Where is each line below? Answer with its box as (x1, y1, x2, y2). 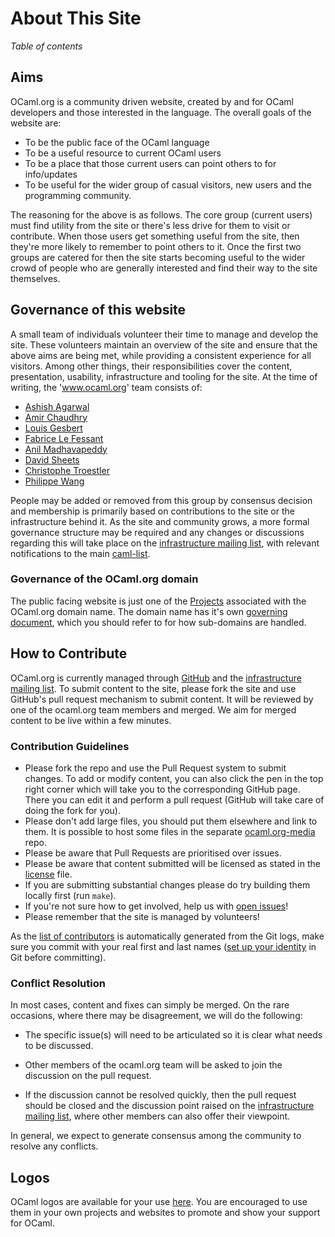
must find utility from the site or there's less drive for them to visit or (10, 219, 291, 231)
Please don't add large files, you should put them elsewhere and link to (24, 815, 318, 827)
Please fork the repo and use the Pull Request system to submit (24, 762, 287, 774)
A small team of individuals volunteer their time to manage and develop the (10, 328, 319, 340)
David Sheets (24, 453, 80, 466)
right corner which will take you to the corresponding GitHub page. (24, 783, 301, 795)
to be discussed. (24, 1040, 94, 1052)
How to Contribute (10, 645, 128, 662)
